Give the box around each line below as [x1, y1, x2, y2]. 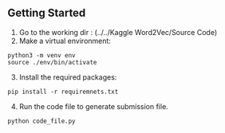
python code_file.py [7, 117, 77, 125]
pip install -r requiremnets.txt [7, 88, 119, 96]
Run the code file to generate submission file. [18, 101, 168, 111]
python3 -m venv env [7, 51, 77, 59]
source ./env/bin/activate [7, 58, 97, 66]
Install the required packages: [18, 72, 117, 82]
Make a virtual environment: [18, 36, 111, 45]
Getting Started [7, 6, 86, 20]
